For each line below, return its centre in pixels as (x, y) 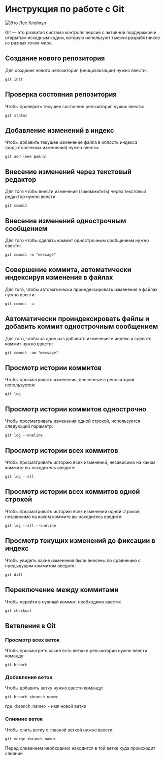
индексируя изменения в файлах (59, 278)
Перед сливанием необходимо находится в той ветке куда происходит (80, 748)
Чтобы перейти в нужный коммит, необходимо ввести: (63, 601)
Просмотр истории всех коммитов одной (73, 492)
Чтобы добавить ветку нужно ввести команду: (54, 688)
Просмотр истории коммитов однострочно (76, 409)
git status (16, 115)
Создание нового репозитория (55, 59)
